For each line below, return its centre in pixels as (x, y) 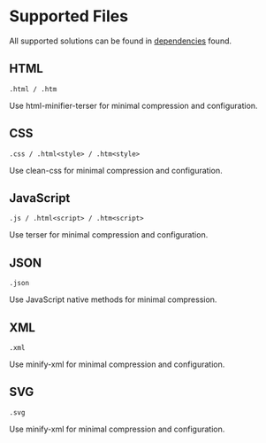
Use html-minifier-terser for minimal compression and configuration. (133, 105)
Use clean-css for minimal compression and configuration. (116, 170)
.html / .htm (33, 89)
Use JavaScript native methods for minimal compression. (113, 299)
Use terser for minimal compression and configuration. (109, 235)
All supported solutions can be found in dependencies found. (121, 41)
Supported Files (69, 16)
